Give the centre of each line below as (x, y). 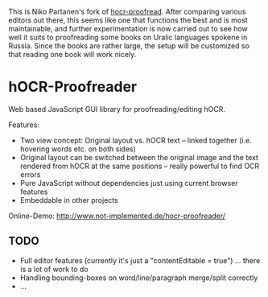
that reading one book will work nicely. (72, 54)
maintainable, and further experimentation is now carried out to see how (128, 29)
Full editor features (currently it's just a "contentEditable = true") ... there (140, 260)
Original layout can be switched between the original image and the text (139, 157)
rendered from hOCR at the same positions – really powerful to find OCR (140, 166)
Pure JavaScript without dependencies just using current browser (129, 183)
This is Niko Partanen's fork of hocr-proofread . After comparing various (127, 12)
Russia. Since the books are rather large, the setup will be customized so (129, 46)
